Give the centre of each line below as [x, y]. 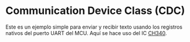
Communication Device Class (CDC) [95, 11]
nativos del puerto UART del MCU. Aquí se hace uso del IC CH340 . [86, 33]
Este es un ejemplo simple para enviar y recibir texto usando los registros [94, 27]
